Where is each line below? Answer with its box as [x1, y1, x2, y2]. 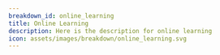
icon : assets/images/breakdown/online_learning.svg [8, 34, 187, 43]
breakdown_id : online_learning [8, 11, 114, 20]
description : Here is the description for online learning [8, 27, 213, 35]
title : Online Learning [8, 19, 89, 27]
